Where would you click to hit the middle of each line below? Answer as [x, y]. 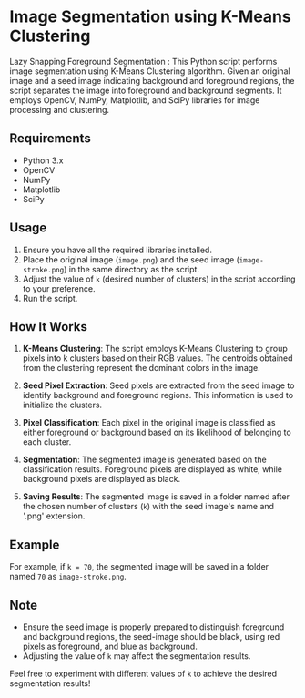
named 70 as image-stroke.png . [68, 577]
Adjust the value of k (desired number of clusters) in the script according [159, 279]
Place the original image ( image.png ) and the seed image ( [131, 259]
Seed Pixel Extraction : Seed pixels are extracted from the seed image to [158, 385]
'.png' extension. [54, 516]
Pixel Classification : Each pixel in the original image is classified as [149, 423]
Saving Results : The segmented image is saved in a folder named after [156, 497]
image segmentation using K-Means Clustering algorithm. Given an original [150, 71]
